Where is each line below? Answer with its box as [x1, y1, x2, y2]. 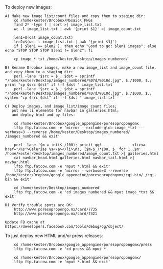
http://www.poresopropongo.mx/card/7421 [14, 211, 97, 216]
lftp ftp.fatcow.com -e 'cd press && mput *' [14, 246, 109, 251]
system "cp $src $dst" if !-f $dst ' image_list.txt [5, 95, 115, 100]
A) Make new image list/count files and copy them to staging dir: [5, 14, 146, 19]
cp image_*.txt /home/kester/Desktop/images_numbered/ [14, 56, 128, 61]
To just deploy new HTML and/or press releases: [5, 233, 103, 239]
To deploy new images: [5, 4, 52, 10]
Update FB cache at [5, 220, 45, 225]
